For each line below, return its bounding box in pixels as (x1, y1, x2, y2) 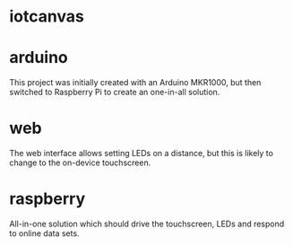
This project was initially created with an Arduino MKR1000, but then (9, 77, 262, 88)
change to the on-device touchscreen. (9, 157, 151, 168)
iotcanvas (9, 6, 85, 27)
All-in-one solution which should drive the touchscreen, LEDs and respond (9, 218, 285, 229)
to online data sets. (9, 228, 80, 239)
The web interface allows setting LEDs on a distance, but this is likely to (9, 148, 273, 159)
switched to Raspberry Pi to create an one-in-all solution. (9, 87, 220, 98)
